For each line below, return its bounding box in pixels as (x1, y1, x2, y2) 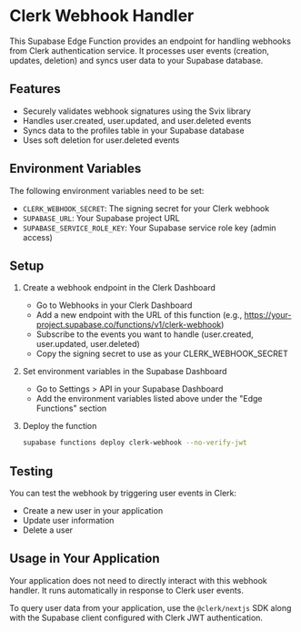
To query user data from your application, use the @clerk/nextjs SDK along (9, 602, 292, 613)
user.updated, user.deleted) (35, 339, 141, 350)
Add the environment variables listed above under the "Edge (35, 393, 263, 404)
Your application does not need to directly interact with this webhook (9, 575, 268, 586)
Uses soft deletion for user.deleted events (22, 134, 180, 146)
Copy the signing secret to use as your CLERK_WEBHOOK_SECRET (35, 348, 288, 360)
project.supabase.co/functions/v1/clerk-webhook (35, 320, 222, 331)
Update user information (22, 515, 115, 526)
